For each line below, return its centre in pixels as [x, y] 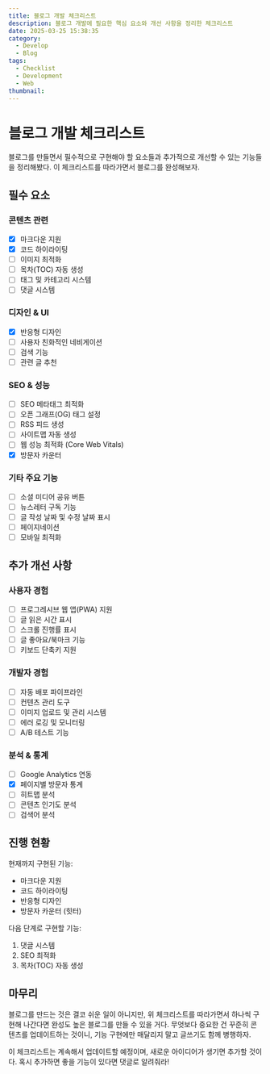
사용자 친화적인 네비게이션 [61, 342]
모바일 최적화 [41, 537]
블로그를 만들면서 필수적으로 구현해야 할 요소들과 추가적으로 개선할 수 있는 [125, 157]
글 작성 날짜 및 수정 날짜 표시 [65, 517]
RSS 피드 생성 [42, 424]
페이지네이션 [40, 527]
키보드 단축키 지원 [48, 650]
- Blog [27, 53]
